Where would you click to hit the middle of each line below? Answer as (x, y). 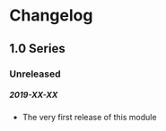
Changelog (51, 16)
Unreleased (35, 74)
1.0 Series (37, 49)
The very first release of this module (89, 118)
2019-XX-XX (34, 95)
